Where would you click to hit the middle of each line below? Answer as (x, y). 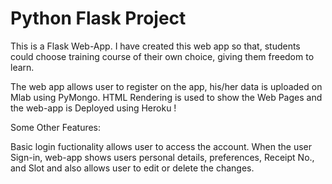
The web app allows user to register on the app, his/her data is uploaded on (166, 86)
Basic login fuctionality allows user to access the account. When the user (161, 146)
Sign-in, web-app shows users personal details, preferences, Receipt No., (162, 157)
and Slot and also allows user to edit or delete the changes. (132, 168)
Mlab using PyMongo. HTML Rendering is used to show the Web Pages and (166, 97)
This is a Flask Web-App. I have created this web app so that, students (155, 46)
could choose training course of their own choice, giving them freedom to (162, 56)
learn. (22, 67)
